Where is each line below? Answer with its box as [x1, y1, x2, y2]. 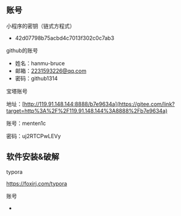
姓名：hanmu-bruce [14, 59, 65, 67]
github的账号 [6, 46, 38, 54]
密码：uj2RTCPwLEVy [6, 132, 62, 139]
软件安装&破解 [6, 152, 60, 162]
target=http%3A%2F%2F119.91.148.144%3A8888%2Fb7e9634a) [6, 107, 168, 114]
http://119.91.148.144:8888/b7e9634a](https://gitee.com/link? [24, 100, 175, 107]
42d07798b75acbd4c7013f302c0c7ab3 [14, 34, 115, 42]
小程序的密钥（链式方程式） [6, 22, 75, 30]
